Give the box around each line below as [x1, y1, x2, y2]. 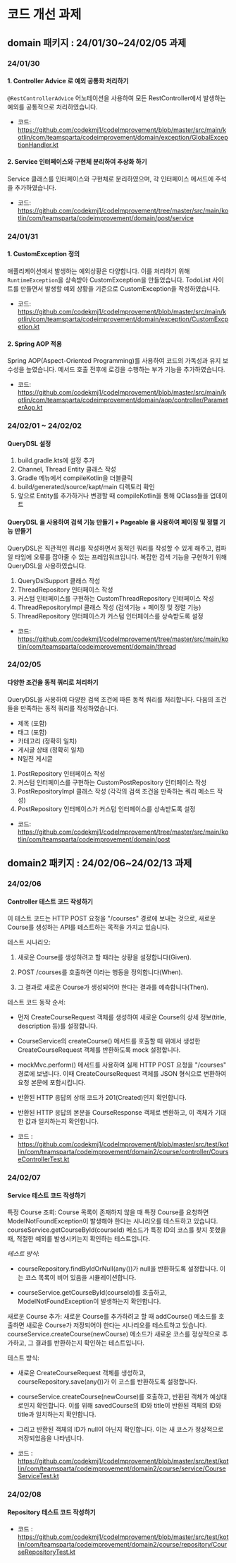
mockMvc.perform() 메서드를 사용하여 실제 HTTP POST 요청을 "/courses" [17, 1060, 227, 1070]
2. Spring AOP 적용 [7, 340, 62, 348]
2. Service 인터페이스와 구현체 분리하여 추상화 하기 [7, 157, 147, 166]
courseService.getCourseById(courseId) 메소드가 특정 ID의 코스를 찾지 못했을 [7, 1226, 227, 1234]
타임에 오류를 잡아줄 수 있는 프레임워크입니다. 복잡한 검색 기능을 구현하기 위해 [14, 552, 228, 561]
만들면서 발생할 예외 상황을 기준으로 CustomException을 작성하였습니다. [20, 285, 221, 293]
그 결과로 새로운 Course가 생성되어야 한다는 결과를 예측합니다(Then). [17, 983, 209, 992]
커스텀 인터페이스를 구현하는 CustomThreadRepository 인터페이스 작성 [17, 594, 215, 602]
